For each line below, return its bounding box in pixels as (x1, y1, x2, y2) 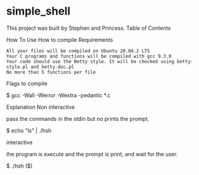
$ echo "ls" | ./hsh (6, 126, 52, 134)
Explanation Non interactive (6, 103, 75, 111)
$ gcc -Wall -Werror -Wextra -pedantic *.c (6, 91, 111, 98)
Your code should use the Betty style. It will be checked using (6, 58, 174, 64)
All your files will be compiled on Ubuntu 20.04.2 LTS (6, 47, 150, 54)
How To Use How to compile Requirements (6, 36, 113, 43)
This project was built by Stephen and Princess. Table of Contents (6, 24, 171, 32)
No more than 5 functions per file (6, 69, 96, 75)
